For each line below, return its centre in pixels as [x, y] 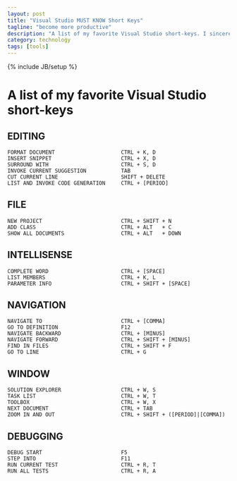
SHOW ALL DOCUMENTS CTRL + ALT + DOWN [94, 233]
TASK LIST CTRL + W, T [82, 396]
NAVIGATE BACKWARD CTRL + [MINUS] [86, 334]
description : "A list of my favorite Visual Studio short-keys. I [107, 34]
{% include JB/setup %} [42, 67]
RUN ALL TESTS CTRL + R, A [82, 471]
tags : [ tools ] [28, 47]
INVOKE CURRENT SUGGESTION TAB [69, 171]
